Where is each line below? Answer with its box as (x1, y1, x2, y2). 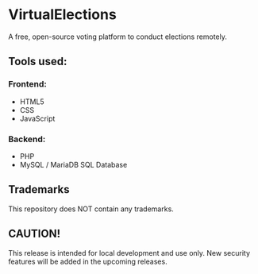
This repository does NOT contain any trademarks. (8, 204, 175, 214)
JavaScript (19, 114, 56, 123)
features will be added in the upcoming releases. (8, 257, 168, 266)
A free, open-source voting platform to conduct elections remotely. (8, 32, 228, 41)
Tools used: (8, 55, 67, 68)
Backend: (8, 133, 46, 145)
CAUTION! (8, 227, 61, 241)
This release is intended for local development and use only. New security (8, 248, 251, 257)
